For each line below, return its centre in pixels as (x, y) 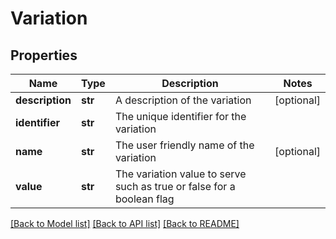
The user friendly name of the (184, 145)
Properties (44, 55)
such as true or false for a (175, 186)
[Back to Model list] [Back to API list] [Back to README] (125, 223)
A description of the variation (183, 100)
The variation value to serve (180, 174)
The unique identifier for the (180, 116)
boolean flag (144, 199)
